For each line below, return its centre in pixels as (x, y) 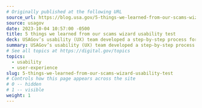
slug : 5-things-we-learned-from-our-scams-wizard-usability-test (90, 73)
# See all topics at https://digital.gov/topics (68, 51)
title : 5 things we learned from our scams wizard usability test (91, 34)
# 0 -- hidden (24, 85)
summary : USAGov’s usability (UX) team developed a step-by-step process (101, 46)
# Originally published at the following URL (64, 12)
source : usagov (25, 23)
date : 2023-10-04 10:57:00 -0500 (48, 28)
